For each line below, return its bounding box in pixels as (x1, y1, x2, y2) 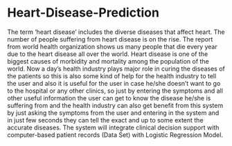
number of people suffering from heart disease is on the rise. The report (7, 35, 213, 43)
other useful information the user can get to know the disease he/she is (7, 93, 211, 102)
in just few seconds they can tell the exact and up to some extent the (7, 116, 204, 124)
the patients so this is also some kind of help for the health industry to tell (7, 71, 217, 80)
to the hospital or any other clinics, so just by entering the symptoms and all (7, 86, 224, 95)
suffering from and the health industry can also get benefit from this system (7, 101, 224, 109)
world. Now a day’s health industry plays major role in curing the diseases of (7, 64, 225, 73)
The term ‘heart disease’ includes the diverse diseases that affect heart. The (7, 28, 225, 36)
